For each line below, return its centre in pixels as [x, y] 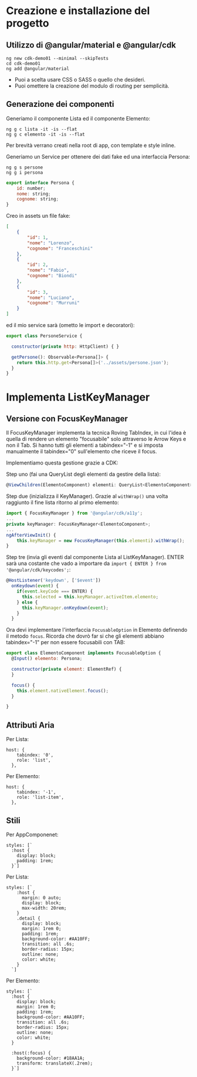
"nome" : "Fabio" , [48, 270]
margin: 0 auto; [41, 898]
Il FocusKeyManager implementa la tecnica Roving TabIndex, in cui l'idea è [96, 433]
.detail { [29, 918]
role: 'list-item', [40, 797]
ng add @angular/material [38, 69]
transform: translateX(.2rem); [55, 1063]
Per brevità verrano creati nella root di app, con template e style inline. [91, 145]
